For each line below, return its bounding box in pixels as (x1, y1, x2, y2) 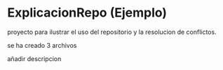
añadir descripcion (7, 54, 62, 63)
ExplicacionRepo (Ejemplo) (7, 5, 167, 21)
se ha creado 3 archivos (7, 41, 77, 49)
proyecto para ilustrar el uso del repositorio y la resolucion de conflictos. (7, 28, 217, 36)
